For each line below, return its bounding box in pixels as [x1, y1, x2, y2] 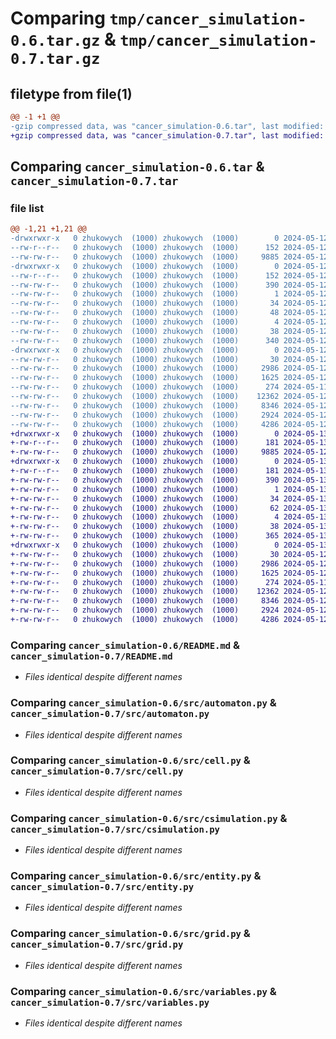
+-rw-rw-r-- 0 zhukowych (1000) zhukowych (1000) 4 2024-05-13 [10, 512, 329, 522]
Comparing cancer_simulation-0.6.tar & [10, 158, 265, 176]
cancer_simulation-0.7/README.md [10, 650, 173, 662]
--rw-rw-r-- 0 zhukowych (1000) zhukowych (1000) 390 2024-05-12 [10, 280, 329, 290]
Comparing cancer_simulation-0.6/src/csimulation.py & [10, 811, 288, 825]
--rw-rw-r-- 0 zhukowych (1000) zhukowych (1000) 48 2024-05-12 [10, 308, 329, 318]
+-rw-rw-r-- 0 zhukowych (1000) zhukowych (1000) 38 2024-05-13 [10, 522, 329, 532]
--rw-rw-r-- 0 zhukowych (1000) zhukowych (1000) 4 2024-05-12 [10, 317, 329, 327]
